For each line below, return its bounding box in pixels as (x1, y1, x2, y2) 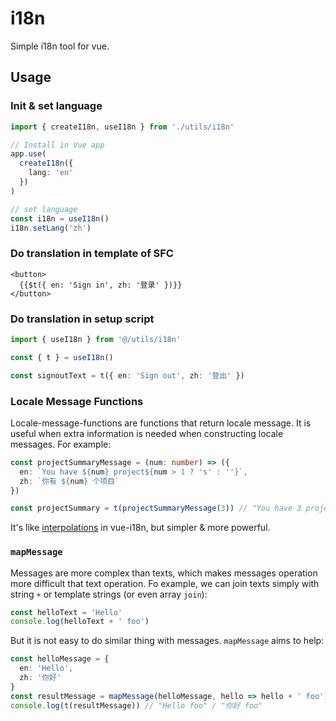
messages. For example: (10, 438, 112, 450)
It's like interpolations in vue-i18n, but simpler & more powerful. (10, 522, 271, 534)
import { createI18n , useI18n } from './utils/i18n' (10, 122, 235, 132)
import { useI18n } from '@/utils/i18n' (10, 334, 182, 344)
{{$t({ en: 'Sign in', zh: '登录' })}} (19, 280, 183, 290)
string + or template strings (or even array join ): (10, 588, 208, 600)
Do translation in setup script (10, 312, 155, 326)
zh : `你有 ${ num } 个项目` (19, 476, 120, 486)
